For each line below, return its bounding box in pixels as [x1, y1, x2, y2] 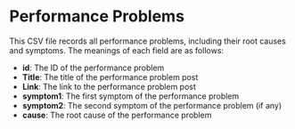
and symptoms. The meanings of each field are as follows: [9, 44, 225, 55]
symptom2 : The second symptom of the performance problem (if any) [21, 100, 283, 110]
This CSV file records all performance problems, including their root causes [9, 36, 287, 46]
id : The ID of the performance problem [21, 62, 165, 73]
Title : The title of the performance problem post [21, 71, 199, 82]
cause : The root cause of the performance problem [21, 109, 212, 120]
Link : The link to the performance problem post [21, 81, 196, 92]
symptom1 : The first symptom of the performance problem [21, 91, 240, 101]
